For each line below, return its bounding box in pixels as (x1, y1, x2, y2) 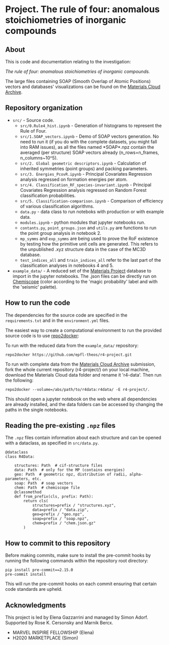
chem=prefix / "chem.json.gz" (32, 520, 96, 526)
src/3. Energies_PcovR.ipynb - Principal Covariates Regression (20, 171, 152, 177)
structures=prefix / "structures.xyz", (32, 503, 116, 508)
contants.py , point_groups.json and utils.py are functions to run (20, 224, 157, 231)
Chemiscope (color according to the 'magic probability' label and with (12, 278, 158, 285)
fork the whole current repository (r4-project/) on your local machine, (5, 366, 150, 373)
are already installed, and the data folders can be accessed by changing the (5, 401, 163, 407)
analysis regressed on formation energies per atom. (20, 176, 128, 182)
